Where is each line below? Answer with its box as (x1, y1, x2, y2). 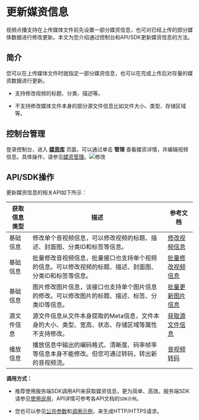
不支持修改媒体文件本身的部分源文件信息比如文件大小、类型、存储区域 (14, 102, 187, 109)
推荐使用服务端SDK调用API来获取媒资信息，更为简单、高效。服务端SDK (14, 387, 190, 395)
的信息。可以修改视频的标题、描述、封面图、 (32, 263, 158, 271)
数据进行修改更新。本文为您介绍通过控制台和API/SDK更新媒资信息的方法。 (11, 33, 193, 40)
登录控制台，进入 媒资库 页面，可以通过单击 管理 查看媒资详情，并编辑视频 (6, 146, 188, 153)
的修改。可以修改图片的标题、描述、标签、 (32, 292, 152, 300)
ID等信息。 (38, 301, 69, 309)
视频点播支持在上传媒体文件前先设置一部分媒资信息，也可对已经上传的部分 (6, 26, 188, 33)
